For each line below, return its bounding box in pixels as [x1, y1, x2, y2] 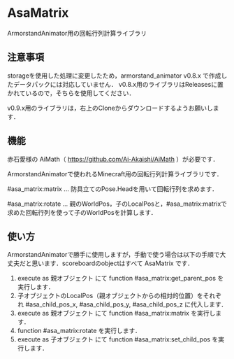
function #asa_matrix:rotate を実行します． [17, 327, 142, 335]
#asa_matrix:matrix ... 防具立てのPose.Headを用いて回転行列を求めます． [7, 184, 219, 193]
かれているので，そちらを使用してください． [7, 89, 136, 97]
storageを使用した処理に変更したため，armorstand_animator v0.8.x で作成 [7, 71, 221, 80]
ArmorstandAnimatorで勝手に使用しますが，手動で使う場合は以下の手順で [7, 251, 220, 259]
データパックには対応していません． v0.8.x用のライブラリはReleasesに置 [13, 80, 224, 88]
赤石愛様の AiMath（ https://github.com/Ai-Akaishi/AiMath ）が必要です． [7, 155, 219, 163]
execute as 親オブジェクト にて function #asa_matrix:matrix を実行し [17, 309, 216, 318]
